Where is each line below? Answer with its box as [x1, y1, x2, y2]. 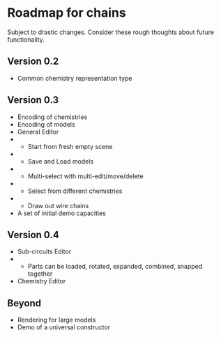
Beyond [7, 297, 42, 309]
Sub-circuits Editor [17, 247, 72, 256]
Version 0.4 [7, 228, 59, 241]
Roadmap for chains [7, 5, 127, 21]
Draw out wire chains [27, 201, 89, 210]
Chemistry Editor [17, 277, 66, 285]
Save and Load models [27, 157, 94, 165]
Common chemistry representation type [17, 74, 132, 82]
